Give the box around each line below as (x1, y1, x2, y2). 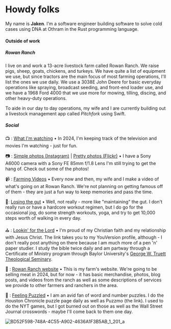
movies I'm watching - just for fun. (5, 142, 78, 149)
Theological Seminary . (5, 256, 53, 262)
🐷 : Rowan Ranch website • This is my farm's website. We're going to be (5, 266, 157, 272)
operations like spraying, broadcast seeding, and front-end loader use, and (5, 84, 163, 90)
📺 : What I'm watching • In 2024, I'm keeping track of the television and (5, 135, 157, 141)
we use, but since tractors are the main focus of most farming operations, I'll (5, 73, 166, 79)
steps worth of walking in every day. (5, 215, 82, 221)
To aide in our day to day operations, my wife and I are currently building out (5, 105, 166, 111)
